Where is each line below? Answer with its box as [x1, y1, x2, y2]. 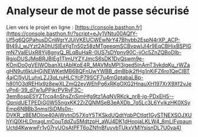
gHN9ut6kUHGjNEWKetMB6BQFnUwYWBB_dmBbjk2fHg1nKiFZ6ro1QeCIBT [6, 67, 190, 74]
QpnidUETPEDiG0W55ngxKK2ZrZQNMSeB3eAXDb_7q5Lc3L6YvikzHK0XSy [6, 99, 191, 106]
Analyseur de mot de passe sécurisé [6, 4, 190, 18]
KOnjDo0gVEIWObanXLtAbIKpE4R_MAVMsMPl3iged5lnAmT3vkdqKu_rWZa [6, 61, 190, 68]
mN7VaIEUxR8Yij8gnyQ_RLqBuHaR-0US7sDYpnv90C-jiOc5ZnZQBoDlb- [6, 48, 182, 56]
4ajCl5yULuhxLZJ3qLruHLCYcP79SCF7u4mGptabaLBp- [6, 74, 144, 81]
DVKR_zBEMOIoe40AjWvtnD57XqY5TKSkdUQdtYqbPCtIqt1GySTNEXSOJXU [6, 111, 192, 119]
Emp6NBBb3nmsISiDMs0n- [6, 105, 74, 112]
